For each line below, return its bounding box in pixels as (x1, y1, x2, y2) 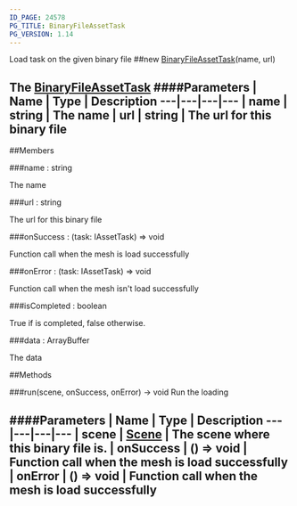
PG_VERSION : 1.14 (9, 29, 74, 38)
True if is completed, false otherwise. (9, 318, 145, 329)
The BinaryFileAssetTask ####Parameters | (9, 79, 257, 94)
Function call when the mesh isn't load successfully (9, 283, 199, 294)
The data (9, 353, 43, 363)
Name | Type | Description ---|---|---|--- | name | (9, 94, 288, 109)
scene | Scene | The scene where (81, 427, 270, 442)
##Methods (9, 370, 52, 380)
